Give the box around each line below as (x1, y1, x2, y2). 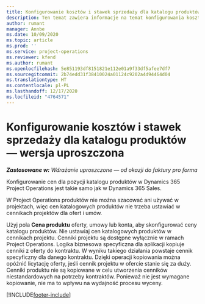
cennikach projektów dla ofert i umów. (6, 209, 103, 216)
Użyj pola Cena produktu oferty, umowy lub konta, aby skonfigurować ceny (6, 221, 197, 228)
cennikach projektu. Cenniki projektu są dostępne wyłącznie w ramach (6, 234, 184, 241)
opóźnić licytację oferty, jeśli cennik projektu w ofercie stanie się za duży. (6, 260, 192, 267)
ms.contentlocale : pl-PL (6, 83, 70, 89)
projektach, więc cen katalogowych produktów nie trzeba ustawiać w (6, 202, 181, 210)
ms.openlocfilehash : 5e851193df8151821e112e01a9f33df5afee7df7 (6, 65, 171, 72)
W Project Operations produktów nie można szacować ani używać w (6, 196, 179, 203)
